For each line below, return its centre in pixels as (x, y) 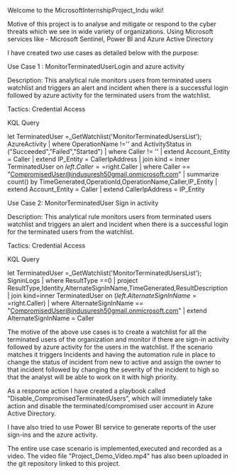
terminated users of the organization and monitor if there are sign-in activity (118, 339)
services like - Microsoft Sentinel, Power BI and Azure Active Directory (111, 39)
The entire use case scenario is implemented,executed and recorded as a (115, 448)
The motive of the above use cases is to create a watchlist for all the (107, 332)
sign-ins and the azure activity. (53, 435)
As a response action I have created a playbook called (87, 391)
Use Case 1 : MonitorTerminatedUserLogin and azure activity (96, 66)
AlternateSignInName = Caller (51, 318)
